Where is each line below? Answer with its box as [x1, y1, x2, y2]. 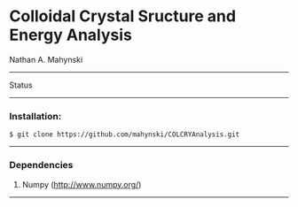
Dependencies [9, 159, 74, 172]
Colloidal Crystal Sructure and [9, 6, 237, 27]
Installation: [9, 110, 62, 122]
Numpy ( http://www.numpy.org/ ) [21, 179, 142, 189]
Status [9, 80, 33, 90]
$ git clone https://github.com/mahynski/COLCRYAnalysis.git [9, 130, 240, 139]
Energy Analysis [9, 25, 133, 45]
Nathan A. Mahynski [9, 54, 83, 65]
